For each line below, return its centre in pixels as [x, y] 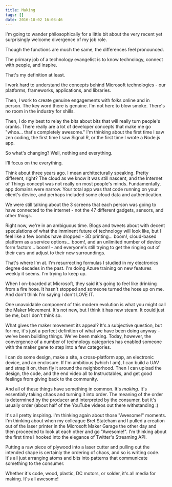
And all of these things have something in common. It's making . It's [76, 389]
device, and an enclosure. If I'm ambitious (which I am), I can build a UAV [82, 363]
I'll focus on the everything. [34, 163]
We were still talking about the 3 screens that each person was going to [81, 205]
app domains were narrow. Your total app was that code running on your [82, 189]
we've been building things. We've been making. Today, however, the [78, 336]
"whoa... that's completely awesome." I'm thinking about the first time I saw [85, 132]
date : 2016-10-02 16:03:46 [34, 20]
